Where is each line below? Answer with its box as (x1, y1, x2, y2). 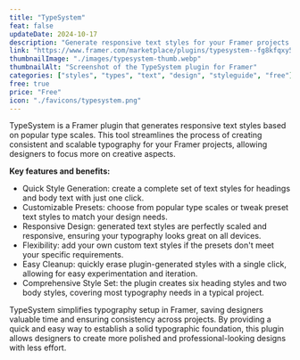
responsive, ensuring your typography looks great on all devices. (21, 231, 262, 241)
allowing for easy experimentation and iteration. (21, 268, 198, 279)
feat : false (9, 21, 54, 30)
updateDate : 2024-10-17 (9, 29, 98, 38)
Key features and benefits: (9, 166, 111, 176)
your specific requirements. (21, 250, 124, 260)
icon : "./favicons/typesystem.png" (9, 95, 142, 105)
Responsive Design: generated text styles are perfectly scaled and (21, 221, 268, 232)
